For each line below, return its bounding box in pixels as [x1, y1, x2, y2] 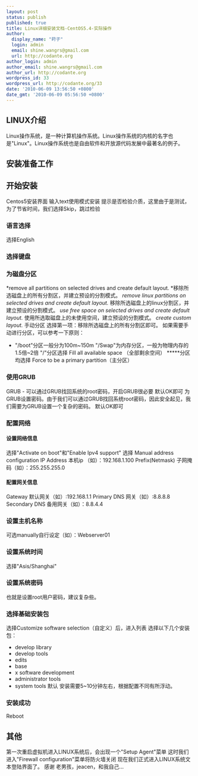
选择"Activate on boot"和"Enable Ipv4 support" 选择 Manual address [6, 449, 174, 456]
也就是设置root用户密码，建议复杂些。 [6, 593, 100, 600]
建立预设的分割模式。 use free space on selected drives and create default [6, 307, 190, 314]
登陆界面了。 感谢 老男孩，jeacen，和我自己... [11, 763, 124, 771]
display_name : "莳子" [11, 36, 64, 42]
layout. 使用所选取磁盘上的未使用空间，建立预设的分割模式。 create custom [6, 314, 191, 321]
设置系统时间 [6, 548, 43, 556]
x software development [14, 669, 74, 676]
